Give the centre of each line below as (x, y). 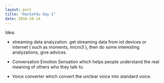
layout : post (18, 10)
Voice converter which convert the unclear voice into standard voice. (82, 77)
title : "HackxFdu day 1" (30, 14)
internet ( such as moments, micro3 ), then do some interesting (76, 47)
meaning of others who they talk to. (48, 67)
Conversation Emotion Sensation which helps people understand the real (86, 62)
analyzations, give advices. (39, 52)
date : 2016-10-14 (23, 19)
